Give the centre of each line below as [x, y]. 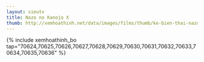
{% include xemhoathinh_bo [42, 40]
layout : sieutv [25, 12]
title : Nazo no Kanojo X [38, 17]
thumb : [15, 23]
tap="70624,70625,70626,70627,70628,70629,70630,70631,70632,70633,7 [101, 46]
